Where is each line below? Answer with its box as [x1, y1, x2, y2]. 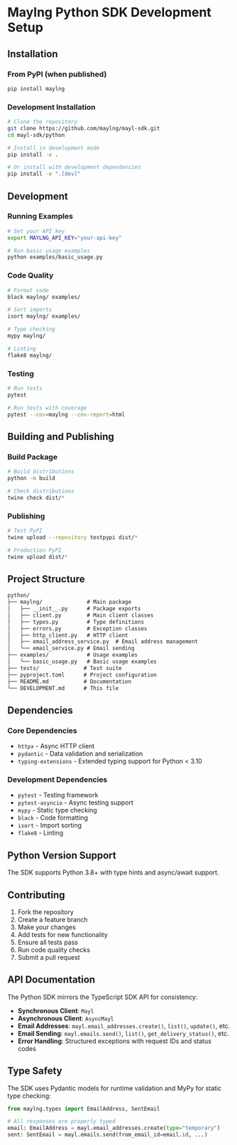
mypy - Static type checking [17, 806, 97, 815]
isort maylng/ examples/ [7, 313, 81, 320]
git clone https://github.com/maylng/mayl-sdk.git [7, 125, 160, 132]
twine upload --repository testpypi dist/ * [7, 533, 138, 541]
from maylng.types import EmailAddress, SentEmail [7, 1105, 160, 1112]
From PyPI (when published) [7, 69, 107, 79]
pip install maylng [7, 85, 65, 93]
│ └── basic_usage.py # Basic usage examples [7, 658, 158, 665]
